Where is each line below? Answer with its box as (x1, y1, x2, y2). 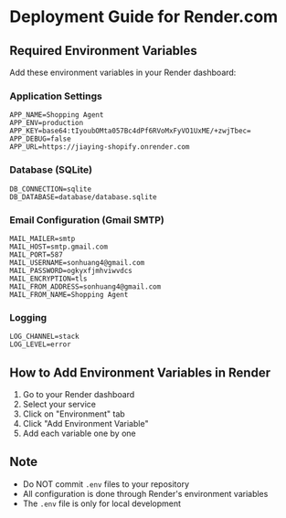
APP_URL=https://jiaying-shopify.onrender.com (9, 143, 190, 152)
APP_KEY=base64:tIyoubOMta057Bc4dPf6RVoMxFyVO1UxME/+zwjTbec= (9, 126, 251, 136)
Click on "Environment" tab (22, 408, 125, 419)
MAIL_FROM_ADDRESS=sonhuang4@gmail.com (9, 281, 162, 291)
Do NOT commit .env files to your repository (22, 478, 190, 490)
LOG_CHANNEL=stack (9, 332, 79, 342)
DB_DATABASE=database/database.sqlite (9, 192, 157, 202)
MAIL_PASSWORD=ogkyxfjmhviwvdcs (9, 266, 132, 275)
